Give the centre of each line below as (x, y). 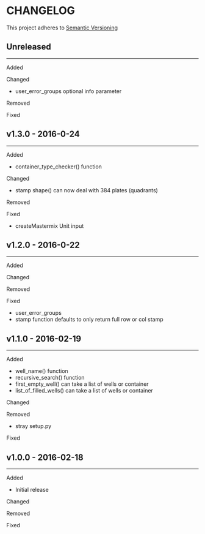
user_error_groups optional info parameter (68, 91)
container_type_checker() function (59, 167)
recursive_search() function (50, 378)
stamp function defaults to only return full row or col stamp (89, 320)
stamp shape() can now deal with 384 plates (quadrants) (87, 190)
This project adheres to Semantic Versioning (62, 28)
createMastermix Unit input (49, 226)
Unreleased (29, 47)
